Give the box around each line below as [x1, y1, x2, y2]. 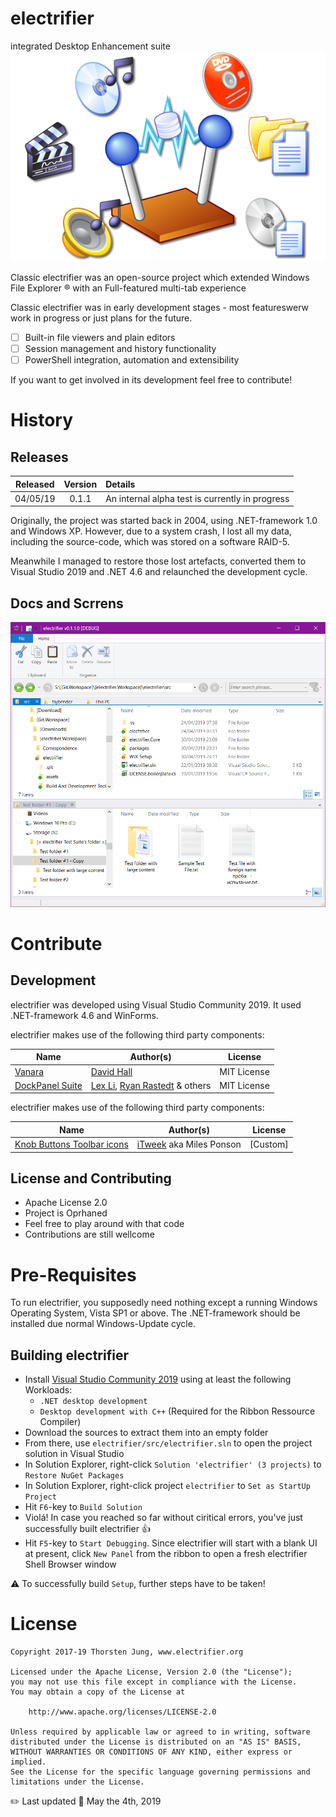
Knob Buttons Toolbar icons [14, 1138, 129, 1150]
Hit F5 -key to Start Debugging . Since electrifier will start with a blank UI [24, 1537, 318, 1549]
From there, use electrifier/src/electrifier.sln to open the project [24, 1437, 313, 1449]
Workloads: [24, 1384, 73, 1396]
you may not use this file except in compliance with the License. [10, 1677, 298, 1687]
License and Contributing [10, 1170, 172, 1187]
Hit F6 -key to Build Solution [24, 1501, 143, 1513]
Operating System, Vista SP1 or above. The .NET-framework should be [10, 1307, 301, 1319]
